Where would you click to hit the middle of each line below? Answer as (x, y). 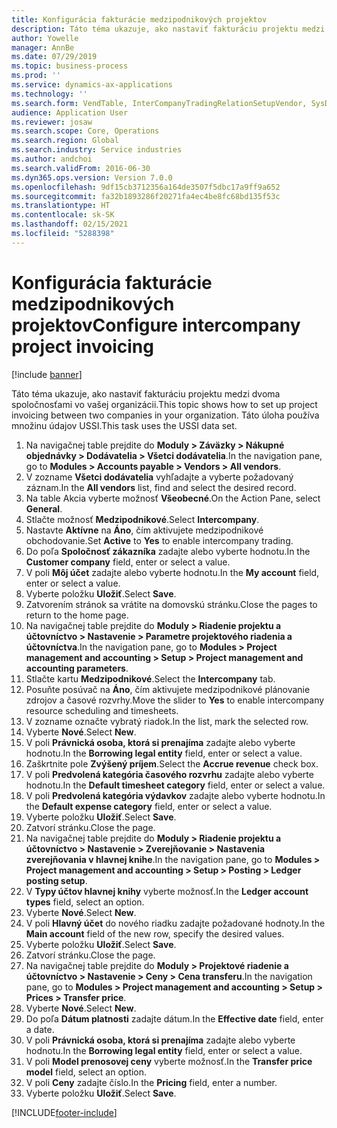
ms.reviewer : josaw (52, 122)
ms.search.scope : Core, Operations (85, 131)
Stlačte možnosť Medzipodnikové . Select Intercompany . (142, 519)
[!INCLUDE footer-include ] (64, 1112)
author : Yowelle (45, 38)
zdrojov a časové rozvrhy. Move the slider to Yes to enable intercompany (175, 700)
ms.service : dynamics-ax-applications (92, 85)
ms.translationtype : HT (61, 206)
